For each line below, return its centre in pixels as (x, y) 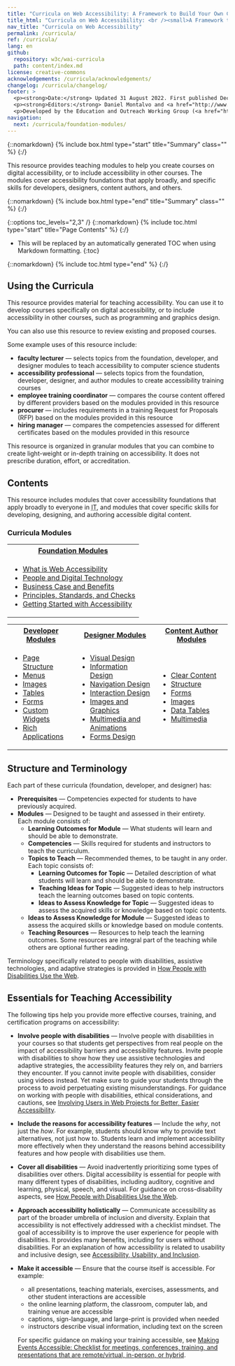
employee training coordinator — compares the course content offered (121, 395)
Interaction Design (120, 693)
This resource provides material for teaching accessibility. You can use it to (115, 303)
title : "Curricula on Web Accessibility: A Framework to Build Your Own (115, 14)
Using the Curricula (51, 286)
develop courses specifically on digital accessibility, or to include (101, 310)
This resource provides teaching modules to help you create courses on (111, 165)
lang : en (20, 46)
